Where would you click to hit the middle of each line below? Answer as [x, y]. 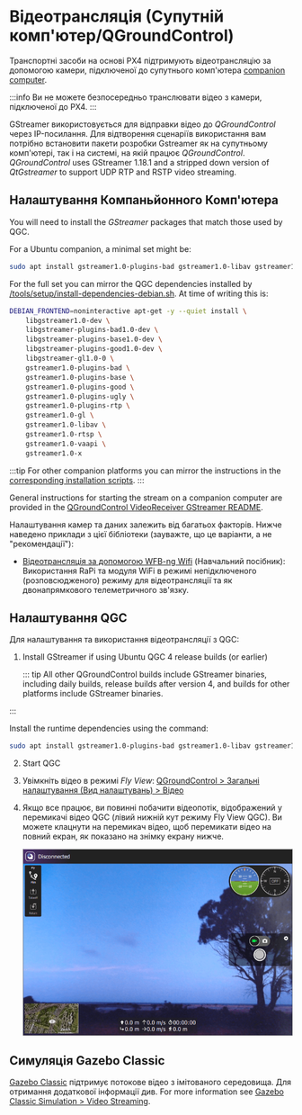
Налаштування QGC [68, 618]
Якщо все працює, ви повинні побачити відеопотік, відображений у [152, 808]
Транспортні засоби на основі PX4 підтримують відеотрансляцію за [140, 60]
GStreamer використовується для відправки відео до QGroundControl [142, 124]
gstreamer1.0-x [54, 453]
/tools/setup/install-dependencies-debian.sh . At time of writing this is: [139, 293]
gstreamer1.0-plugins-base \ [80, 377]
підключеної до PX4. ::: [53, 106]
